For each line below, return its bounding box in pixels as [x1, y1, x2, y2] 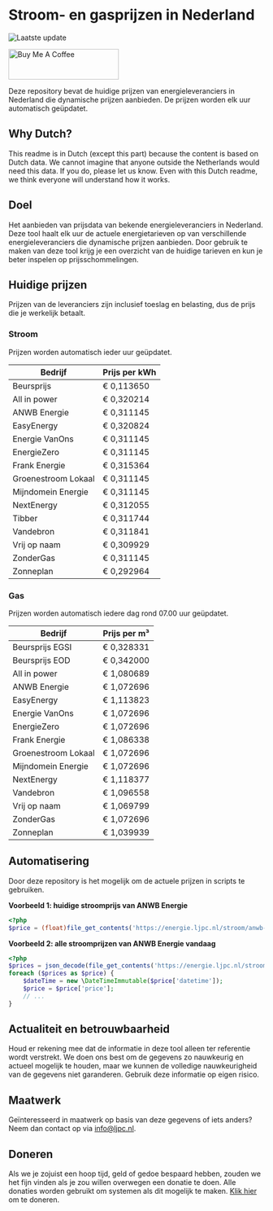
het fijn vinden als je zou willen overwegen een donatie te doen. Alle [8, 1178, 236, 1187]
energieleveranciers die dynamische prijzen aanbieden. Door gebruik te [8, 237, 248, 247]
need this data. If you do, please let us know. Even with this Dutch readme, [8, 165, 258, 176]
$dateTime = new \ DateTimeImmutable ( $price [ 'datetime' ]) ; [23, 977, 223, 985]
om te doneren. [8, 1195, 60, 1204]
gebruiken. [8, 884, 45, 894]
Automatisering [8, 854, 89, 868]
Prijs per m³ [102, 627, 150, 638]
